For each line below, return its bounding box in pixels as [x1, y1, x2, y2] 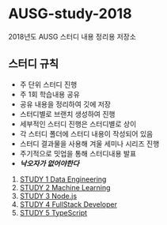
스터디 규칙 [8, 57, 59, 71]
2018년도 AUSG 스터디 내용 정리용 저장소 [8, 32, 137, 41]
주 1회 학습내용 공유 [19, 89, 81, 99]
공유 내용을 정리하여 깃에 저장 [19, 99, 111, 109]
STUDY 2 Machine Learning [19, 182, 111, 192]
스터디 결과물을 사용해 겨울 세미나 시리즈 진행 [19, 139, 160, 148]
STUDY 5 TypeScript [19, 208, 88, 217]
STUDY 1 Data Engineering [19, 174, 107, 184]
